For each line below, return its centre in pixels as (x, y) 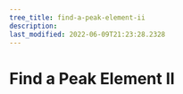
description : (33, 26)
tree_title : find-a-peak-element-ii (77, 17)
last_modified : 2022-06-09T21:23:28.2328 (87, 34)
